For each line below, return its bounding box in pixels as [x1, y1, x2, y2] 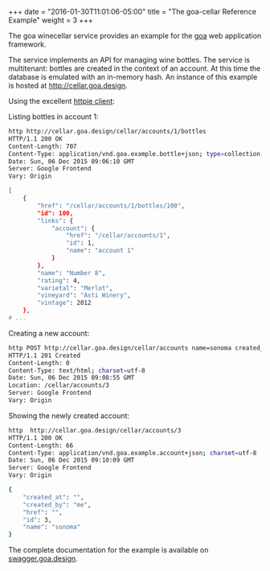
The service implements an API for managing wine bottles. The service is [8, 55, 251, 64]
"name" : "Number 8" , [37, 269, 106, 277]
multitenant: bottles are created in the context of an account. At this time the [8, 64, 261, 73]
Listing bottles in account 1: [8, 112, 99, 121]
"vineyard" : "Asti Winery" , [37, 291, 131, 300]
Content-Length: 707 [8, 142, 78, 150]
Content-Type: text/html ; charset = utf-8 [8, 366, 146, 375]
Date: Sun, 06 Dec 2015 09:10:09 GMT [8, 456, 135, 465]
